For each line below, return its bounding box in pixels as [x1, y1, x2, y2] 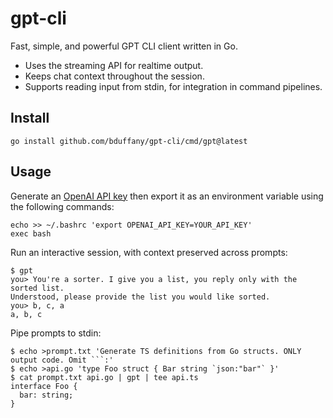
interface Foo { [10, 381, 78, 391]
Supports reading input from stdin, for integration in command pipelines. [24, 80, 323, 92]
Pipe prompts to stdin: [10, 327, 102, 339]
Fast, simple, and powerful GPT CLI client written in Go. [10, 40, 238, 52]
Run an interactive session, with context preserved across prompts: [10, 246, 288, 258]
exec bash [10, 228, 52, 239]
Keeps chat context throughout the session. [24, 70, 205, 82]
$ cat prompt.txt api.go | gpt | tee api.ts [10, 372, 199, 382]
